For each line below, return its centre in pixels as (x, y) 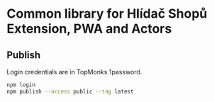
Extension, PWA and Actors (89, 29)
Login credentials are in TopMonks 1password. (74, 72)
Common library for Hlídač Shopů (107, 14)
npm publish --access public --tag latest (70, 91)
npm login (21, 85)
